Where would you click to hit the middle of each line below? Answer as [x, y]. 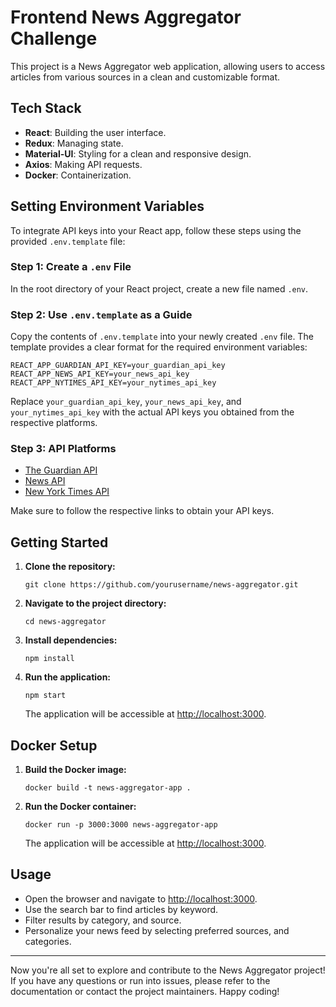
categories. [48, 941]
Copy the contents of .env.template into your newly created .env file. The [162, 337]
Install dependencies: [71, 640]
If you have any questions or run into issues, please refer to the [140, 980]
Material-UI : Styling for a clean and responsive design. [138, 153]
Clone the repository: [70, 567]
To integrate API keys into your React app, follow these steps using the [156, 230]
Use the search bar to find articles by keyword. [121, 909]
